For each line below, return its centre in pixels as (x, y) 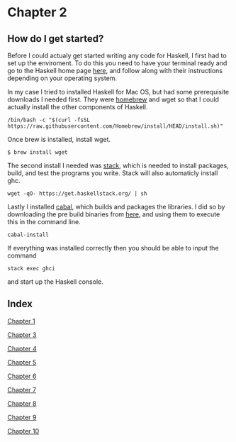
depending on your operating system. (62, 78)
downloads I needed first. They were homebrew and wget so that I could (113, 99)
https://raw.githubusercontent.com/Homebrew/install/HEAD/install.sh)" (115, 126)
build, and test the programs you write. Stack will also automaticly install (113, 173)
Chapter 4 (22, 348)
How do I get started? (56, 39)
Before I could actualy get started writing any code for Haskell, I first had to (117, 55)
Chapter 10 (23, 431)
